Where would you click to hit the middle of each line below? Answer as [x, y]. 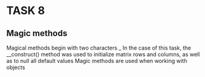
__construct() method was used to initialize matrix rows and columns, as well [103, 54]
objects [16, 67]
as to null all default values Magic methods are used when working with [97, 61]
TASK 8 [26, 11]
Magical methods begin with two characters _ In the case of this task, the [99, 48]
